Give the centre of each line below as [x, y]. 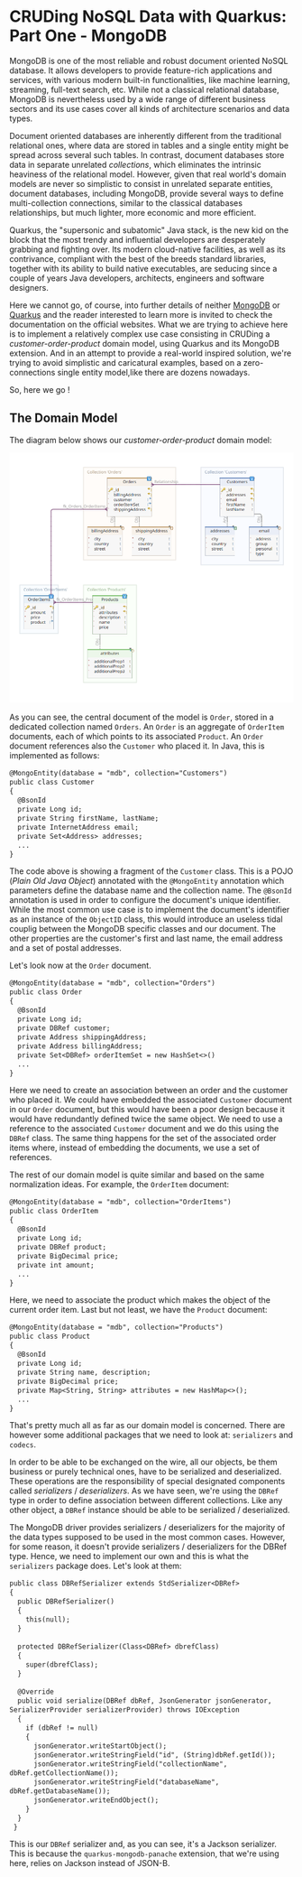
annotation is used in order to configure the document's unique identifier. [145, 899]
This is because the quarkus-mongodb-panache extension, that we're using [144, 1854]
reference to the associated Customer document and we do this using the [144, 1128]
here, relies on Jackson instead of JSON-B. [90, 1863]
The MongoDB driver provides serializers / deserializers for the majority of [147, 1527]
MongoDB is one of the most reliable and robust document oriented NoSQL [149, 60]
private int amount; [56, 1265]
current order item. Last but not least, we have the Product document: [138, 1309]
